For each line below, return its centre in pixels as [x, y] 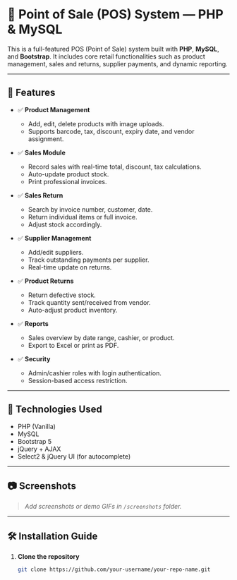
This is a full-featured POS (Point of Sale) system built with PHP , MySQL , [114, 49]
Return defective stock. [62, 295]
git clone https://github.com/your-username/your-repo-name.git [114, 570]
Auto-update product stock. [68, 174]
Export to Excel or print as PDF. [73, 345]
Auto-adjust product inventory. [73, 310]
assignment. [46, 139]
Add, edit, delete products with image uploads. [96, 123]
